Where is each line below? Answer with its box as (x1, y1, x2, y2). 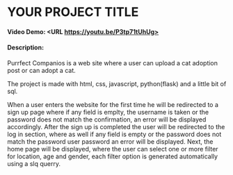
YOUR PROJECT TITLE (7, 4, 139, 20)
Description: (7, 43, 44, 52)
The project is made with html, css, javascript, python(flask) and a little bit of (7, 79, 227, 87)
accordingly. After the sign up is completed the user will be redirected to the (7, 122, 225, 131)
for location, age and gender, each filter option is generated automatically (7, 152, 218, 160)
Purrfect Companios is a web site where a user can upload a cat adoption (7, 58, 218, 67)
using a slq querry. (7, 159, 61, 167)
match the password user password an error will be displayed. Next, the (7, 137, 214, 146)
